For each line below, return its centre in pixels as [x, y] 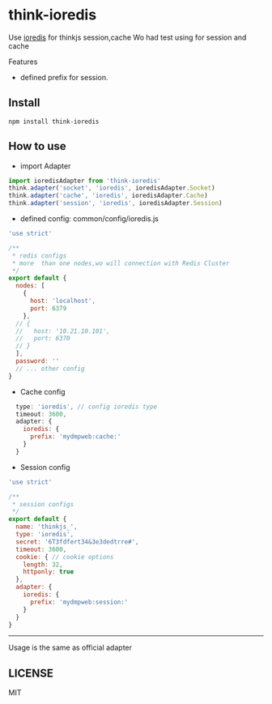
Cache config [43, 391]
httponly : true [49, 572]
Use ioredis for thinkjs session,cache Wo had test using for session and [127, 37]
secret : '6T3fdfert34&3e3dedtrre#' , [77, 542]
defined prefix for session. [64, 77]
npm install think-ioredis [54, 122]
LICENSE [31, 673]
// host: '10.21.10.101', [63, 331]
